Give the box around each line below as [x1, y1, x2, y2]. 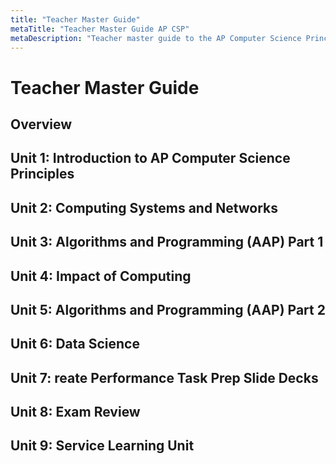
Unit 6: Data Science [10, 336, 140, 353]
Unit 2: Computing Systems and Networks [10, 199, 279, 216]
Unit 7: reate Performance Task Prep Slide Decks [10, 369, 319, 386]
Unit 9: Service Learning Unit [10, 437, 195, 455]
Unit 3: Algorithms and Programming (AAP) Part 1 [10, 234, 324, 251]
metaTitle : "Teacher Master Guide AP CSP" [10, 24, 190, 34]
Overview [10, 116, 73, 133]
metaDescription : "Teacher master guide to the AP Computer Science [10, 33, 302, 43]
